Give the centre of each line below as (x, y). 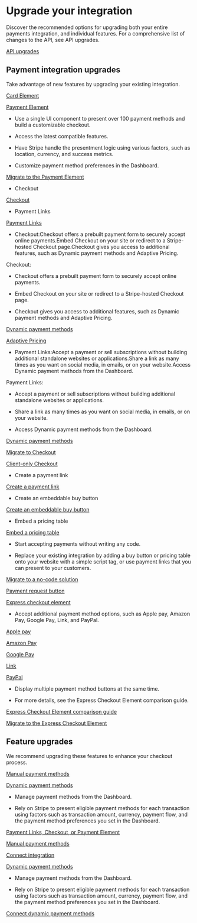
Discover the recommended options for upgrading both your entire (87, 27)
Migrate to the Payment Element (45, 177)
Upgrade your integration (69, 11)
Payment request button (35, 591)
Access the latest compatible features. (61, 136)
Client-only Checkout (32, 464)
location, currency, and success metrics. (64, 154)
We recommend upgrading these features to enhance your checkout (89, 756)
